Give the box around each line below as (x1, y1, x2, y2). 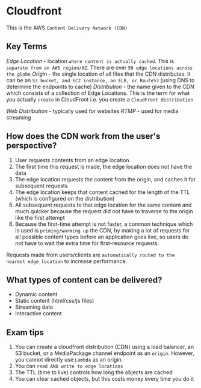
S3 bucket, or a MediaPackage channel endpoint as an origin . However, (14, 350, 194, 357)
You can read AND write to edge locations (14, 362, 123, 370)
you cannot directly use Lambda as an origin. (14, 356, 123, 363)
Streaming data (14, 303, 53, 311)
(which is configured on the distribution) (14, 195, 115, 202)
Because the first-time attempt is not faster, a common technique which (14, 220, 193, 228)
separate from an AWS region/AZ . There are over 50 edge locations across (6, 64, 193, 71)
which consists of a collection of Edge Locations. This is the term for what (6, 89, 190, 97)
